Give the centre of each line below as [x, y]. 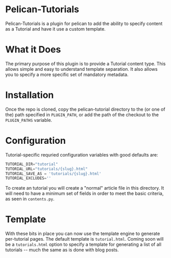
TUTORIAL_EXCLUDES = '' [28, 178]
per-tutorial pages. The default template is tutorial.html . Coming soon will [84, 239]
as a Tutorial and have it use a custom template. [55, 29]
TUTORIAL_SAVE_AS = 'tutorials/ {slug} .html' [53, 174]
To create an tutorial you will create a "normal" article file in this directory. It [85, 188]
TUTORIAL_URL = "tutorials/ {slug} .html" [46, 169]
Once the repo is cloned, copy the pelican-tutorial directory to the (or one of [85, 109]
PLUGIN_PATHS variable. [29, 120]
